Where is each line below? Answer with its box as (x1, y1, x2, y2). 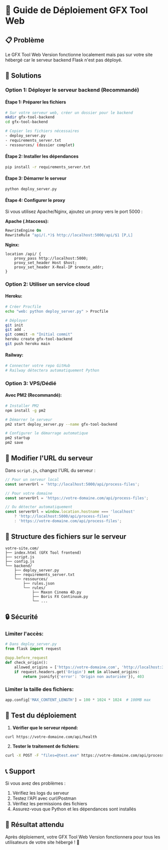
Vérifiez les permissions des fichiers (12, 801, 87, 807)
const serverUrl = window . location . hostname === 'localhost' (5, 509, 135, 514)
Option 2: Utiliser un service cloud (5, 281, 90, 288)
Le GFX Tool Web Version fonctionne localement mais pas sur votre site (5, 52, 153, 57)
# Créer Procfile (5, 304, 41, 309)
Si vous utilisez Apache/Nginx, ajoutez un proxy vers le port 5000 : (5, 208, 143, 214)
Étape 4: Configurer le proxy (5, 197, 65, 203)
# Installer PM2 (5, 403, 39, 408)
